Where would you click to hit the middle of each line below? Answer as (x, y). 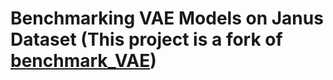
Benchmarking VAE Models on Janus (167, 18)
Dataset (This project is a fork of (146, 39)
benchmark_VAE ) (83, 61)
